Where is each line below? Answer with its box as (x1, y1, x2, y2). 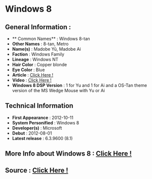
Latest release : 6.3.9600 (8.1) (12, 135, 73, 141)
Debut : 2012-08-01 (12, 130, 52, 136)
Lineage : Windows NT (12, 57, 58, 62)
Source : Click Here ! (5, 166, 68, 174)
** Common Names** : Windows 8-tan (12, 36, 90, 41)
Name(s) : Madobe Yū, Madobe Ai (12, 46, 81, 52)
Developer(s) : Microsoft (12, 125, 62, 131)
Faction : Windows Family (12, 51, 65, 57)
